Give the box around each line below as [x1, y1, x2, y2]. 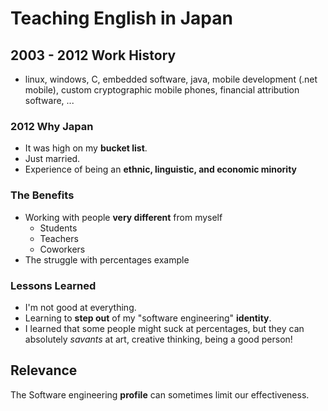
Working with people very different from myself [24, 211, 223, 223]
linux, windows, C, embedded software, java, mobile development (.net [24, 73, 318, 85]
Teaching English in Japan [10, 7, 233, 30]
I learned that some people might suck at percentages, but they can [24, 322, 305, 334]
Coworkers [39, 243, 86, 255]
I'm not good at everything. [24, 301, 137, 313]
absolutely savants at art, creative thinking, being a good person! [24, 333, 293, 345]
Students [39, 222, 78, 234]
